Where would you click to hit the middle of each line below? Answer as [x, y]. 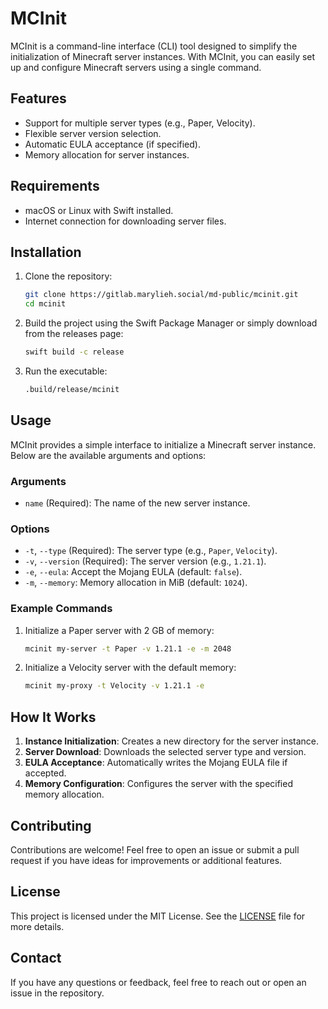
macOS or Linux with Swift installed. [99, 210]
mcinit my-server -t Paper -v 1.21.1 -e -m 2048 [128, 648]
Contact [36, 958]
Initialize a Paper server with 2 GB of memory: [119, 630]
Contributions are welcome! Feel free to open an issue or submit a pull [155, 849]
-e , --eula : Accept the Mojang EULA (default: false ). [133, 572]
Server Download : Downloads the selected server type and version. [165, 752]
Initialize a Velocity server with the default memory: [130, 668]
